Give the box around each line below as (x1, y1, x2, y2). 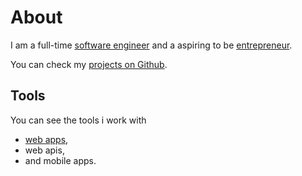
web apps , (24, 133, 69, 145)
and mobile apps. (24, 154, 97, 166)
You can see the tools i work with (10, 114, 147, 126)
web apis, (24, 144, 65, 156)
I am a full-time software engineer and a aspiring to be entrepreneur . (10, 39, 293, 51)
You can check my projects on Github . (10, 58, 168, 70)
